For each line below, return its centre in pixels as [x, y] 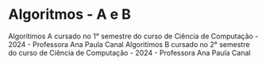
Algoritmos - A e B [69, 14]
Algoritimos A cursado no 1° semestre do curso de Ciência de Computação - [133, 36]
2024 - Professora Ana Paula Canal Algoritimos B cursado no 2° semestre [129, 44]
